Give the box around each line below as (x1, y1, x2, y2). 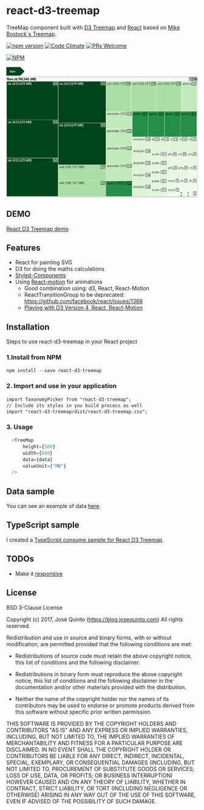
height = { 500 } (22, 443, 56, 449)
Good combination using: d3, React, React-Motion (24, 284, 150, 292)
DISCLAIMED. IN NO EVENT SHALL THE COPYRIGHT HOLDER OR (6, 745, 171, 753)
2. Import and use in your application (6, 382, 117, 390)
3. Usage (6, 423, 33, 431)
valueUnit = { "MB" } (22, 463, 67, 469)
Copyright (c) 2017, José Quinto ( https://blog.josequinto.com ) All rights (6, 616, 183, 623)
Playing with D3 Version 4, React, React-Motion (24, 304, 143, 311)
